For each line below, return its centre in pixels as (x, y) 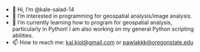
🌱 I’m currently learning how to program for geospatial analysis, (92, 22)
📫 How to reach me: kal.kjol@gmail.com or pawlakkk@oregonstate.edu (103, 42)
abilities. (23, 35)
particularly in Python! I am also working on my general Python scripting (103, 29)
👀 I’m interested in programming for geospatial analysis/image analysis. (102, 16)
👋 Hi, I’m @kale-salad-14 (43, 9)
